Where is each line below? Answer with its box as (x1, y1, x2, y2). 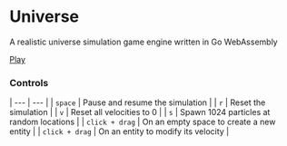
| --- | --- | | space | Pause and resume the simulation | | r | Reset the (9, 97, 266, 108)
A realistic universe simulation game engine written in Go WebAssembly (9, 36, 279, 47)
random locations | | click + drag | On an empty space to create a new (9, 116, 276, 128)
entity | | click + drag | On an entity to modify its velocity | (9, 126, 230, 137)
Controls (9, 76, 49, 89)
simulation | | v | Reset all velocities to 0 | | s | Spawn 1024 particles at (9, 107, 271, 118)
